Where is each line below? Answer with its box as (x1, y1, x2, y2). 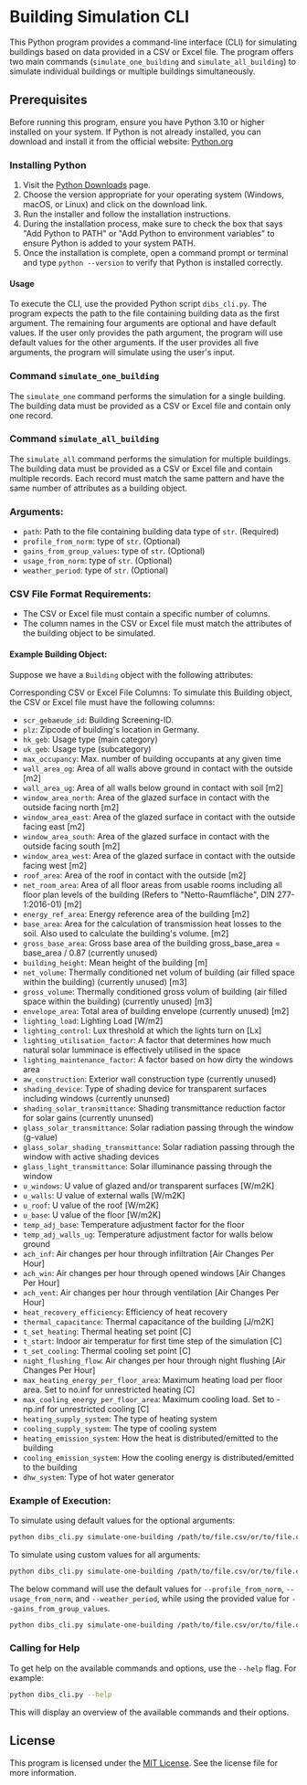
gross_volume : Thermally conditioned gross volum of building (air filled (22, 986, 288, 997)
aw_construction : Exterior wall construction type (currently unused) (22, 1073, 277, 1084)
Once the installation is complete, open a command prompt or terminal (22, 248, 289, 259)
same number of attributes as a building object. (9, 482, 187, 493)
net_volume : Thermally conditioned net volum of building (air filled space (22, 966, 295, 977)
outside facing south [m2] (22, 840, 121, 851)
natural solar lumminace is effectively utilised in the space (22, 1044, 241, 1055)
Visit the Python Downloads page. (22, 180, 151, 191)
